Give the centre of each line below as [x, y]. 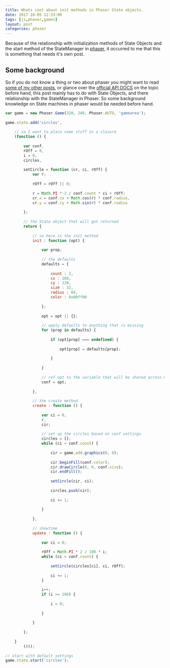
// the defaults [58, 259]
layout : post [19, 24]
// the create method [55, 401]
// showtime [45, 528]
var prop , [52, 250]
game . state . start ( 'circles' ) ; [37, 660]
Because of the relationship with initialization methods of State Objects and [83, 43]
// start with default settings [39, 656]
